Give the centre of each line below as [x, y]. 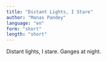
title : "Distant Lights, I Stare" [50, 12]
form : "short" [24, 29]
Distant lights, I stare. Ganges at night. [54, 51]
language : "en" [25, 23]
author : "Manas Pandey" [36, 18]
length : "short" [27, 34]
